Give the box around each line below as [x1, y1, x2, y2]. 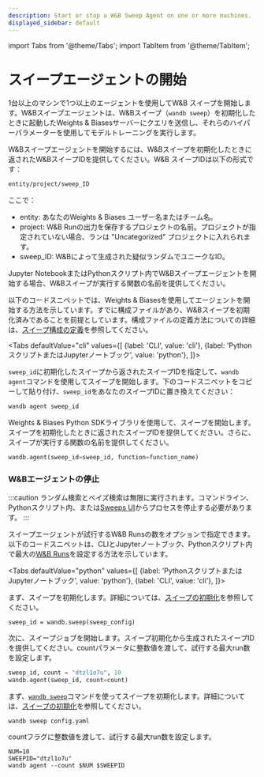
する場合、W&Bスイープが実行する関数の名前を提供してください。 [14, 278, 230, 289]
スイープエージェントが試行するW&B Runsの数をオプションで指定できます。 [8, 530, 255, 539]
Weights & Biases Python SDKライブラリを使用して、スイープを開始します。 [8, 418, 256, 428]
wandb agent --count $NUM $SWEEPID [8, 762, 125, 770]
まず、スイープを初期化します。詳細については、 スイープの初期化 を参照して [8, 593, 255, 602]
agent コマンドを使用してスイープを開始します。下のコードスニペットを [8, 377, 239, 387]
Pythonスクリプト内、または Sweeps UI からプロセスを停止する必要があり [8, 503, 246, 512]
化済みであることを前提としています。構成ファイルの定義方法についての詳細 [8, 315, 256, 325]
